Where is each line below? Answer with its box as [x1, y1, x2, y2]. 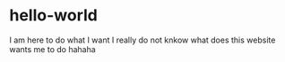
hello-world [9, 5, 99, 26]
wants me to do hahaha [9, 43, 96, 54]
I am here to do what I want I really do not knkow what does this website [9, 35, 276, 45]
